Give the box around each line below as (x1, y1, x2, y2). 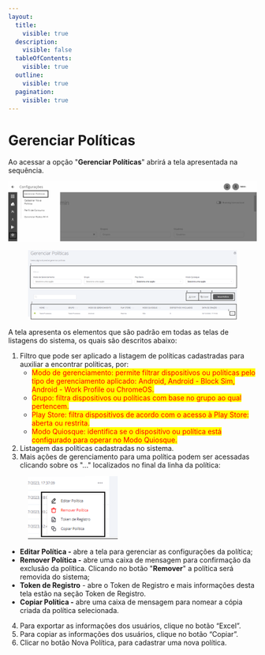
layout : (8, 13, 34, 21)
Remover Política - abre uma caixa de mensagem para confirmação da (19, 555, 251, 565)
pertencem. (31, 402, 69, 411)
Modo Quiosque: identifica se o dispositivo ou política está (31, 427, 222, 437)
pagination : (15, 88, 55, 96)
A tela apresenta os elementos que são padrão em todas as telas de (8, 327, 229, 337)
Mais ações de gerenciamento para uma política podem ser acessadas (19, 452, 250, 462)
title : (15, 21, 37, 29)
